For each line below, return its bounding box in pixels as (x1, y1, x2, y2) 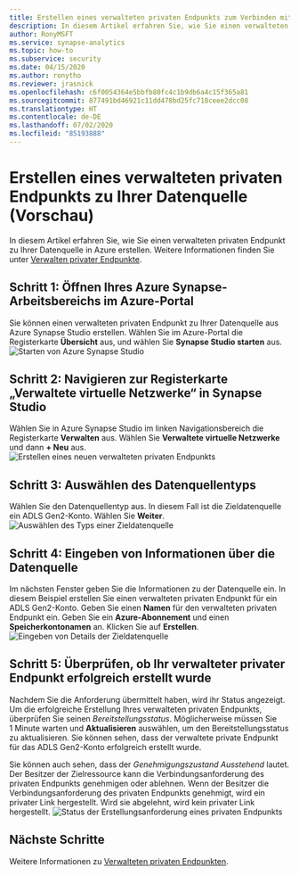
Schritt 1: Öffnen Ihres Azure (9, 280, 170, 295)
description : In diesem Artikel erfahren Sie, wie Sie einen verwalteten (9, 21, 289, 30)
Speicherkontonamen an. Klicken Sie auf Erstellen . (9, 622, 199, 632)
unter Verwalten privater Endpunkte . (9, 253, 142, 264)
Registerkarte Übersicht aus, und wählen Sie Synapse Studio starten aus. (9, 336, 283, 347)
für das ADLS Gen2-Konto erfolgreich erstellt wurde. (9, 741, 202, 752)
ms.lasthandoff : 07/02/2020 (9, 121, 114, 130)
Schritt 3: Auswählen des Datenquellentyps (9, 477, 256, 492)
